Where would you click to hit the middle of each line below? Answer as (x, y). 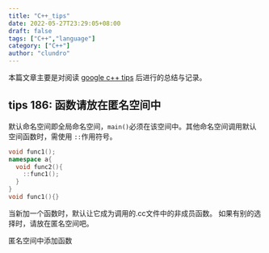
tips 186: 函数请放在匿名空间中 (85, 105)
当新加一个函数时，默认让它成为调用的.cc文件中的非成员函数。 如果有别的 (131, 213)
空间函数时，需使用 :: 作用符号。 (63, 136)
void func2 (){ (39, 167)
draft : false (30, 31)
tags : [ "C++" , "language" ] (52, 38)
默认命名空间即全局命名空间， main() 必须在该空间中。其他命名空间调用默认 (132, 126)
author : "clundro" (39, 53)
